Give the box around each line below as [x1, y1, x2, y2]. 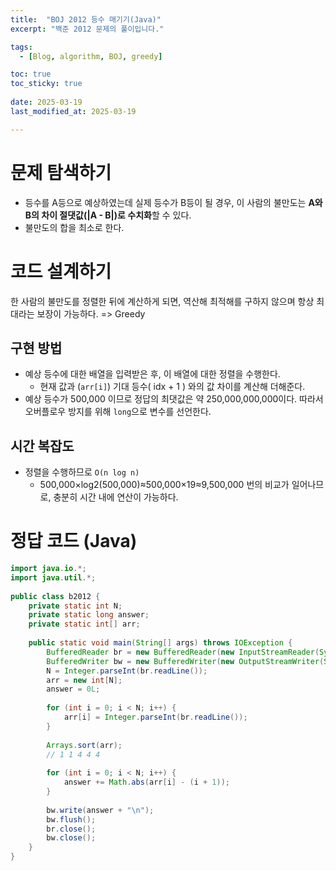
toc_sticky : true [10, 79, 83, 89]
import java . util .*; [10, 572, 97, 583]
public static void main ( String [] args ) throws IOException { [28, 638, 293, 648]
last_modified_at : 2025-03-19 [10, 106, 137, 116]
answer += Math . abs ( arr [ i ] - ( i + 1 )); [63, 777, 231, 788]
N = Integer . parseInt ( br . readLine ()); [46, 666, 208, 676]
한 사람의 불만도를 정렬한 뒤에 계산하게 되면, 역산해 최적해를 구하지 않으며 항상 [10, 295, 315, 307]
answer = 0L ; [46, 684, 101, 695]
